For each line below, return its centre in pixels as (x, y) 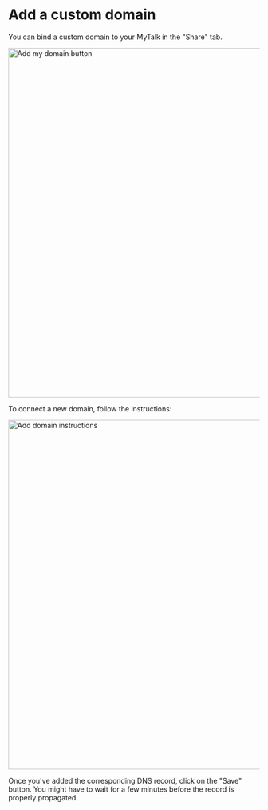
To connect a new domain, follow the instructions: (90, 408)
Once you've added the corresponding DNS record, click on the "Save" (125, 780)
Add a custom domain (82, 15)
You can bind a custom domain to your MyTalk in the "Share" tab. (116, 37)
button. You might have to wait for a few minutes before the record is (121, 789)
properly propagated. (43, 797)
